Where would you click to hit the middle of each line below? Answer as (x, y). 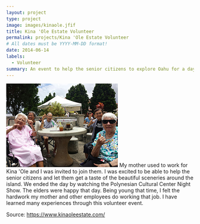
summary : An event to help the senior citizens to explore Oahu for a (96, 69)
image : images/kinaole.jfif (41, 25)
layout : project (26, 12)
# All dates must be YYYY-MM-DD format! (57, 44)
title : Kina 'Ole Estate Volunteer (50, 31)
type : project (24, 19)
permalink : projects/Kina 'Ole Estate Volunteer (68, 38)
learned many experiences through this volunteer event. (75, 203)
